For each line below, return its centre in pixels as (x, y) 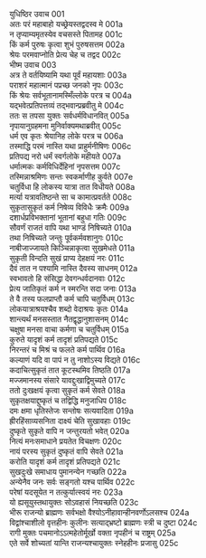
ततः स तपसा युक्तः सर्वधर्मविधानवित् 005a (70, 116)
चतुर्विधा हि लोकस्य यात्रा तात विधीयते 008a (72, 187)
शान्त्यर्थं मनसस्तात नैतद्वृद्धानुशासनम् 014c (69, 319)
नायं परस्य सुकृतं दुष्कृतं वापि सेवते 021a (66, 451)
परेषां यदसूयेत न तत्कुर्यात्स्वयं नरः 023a (66, 492)
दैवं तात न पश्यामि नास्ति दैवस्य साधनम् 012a (74, 268)
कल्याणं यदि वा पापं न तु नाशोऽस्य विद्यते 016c (75, 360)
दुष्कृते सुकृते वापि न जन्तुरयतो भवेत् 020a (70, 431)
